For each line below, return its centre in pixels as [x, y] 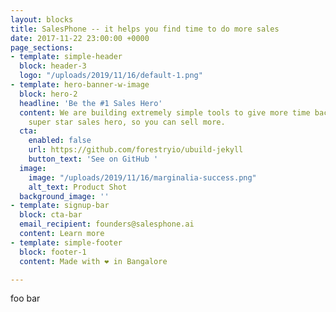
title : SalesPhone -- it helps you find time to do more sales [145, 29]
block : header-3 [53, 66]
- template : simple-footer [66, 242]
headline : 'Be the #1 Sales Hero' [91, 103]
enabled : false [60, 141]
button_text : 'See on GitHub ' [93, 159]
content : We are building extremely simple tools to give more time [165, 112]
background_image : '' [64, 196]
